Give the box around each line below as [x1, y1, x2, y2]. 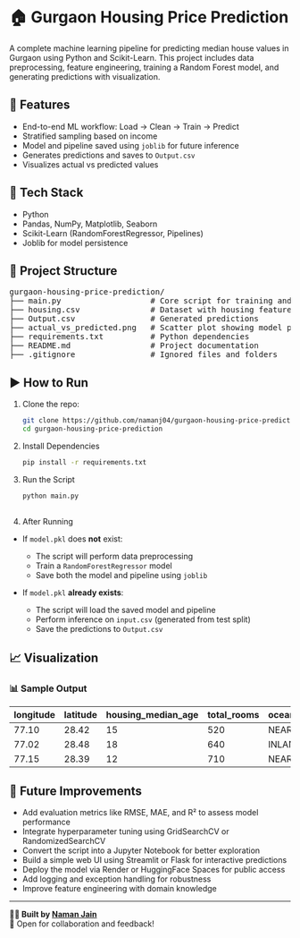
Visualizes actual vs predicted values [21, 158, 159, 170]
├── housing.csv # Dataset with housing [9, 305, 254, 315]
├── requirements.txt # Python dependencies [9, 332, 250, 342]
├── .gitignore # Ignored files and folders [9, 350, 279, 360]
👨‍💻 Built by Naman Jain [9, 909, 97, 920]
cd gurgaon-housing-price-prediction [21, 424, 163, 434]
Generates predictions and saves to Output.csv [21, 149, 196, 160]
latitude [63, 709, 98, 721]
